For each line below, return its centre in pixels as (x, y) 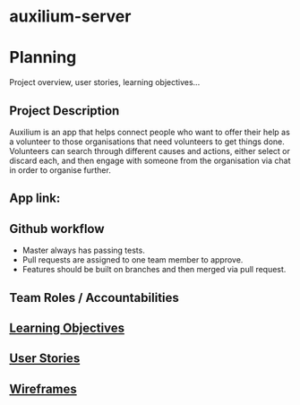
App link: (35, 198)
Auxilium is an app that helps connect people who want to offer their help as (150, 132)
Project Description (64, 111)
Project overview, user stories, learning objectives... (105, 82)
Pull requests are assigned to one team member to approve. (133, 260)
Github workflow (57, 229)
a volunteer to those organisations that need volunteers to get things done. (147, 142)
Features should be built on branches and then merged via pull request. (154, 270)
